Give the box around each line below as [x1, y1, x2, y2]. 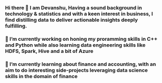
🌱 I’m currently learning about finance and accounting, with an [5, 61, 156, 67]
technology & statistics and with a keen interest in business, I [5, 10, 153, 17]
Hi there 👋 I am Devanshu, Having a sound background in [5, 4, 142, 11]
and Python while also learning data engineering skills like [5, 41, 146, 48]
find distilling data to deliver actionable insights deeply [5, 17, 138, 23]
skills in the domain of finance [5, 73, 78, 80]
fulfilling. [5, 22, 27, 29]
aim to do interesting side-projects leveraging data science [5, 66, 148, 73]
